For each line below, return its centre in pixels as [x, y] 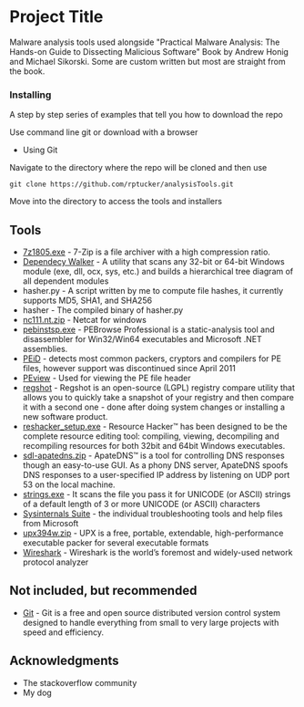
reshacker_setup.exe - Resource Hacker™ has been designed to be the [155, 427]
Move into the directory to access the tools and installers [116, 202]
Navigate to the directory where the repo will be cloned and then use [138, 168]
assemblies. [45, 349]
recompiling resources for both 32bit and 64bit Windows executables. [154, 446]
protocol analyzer [56, 562]
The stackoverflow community [80, 682]
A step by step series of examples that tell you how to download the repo [147, 115]
